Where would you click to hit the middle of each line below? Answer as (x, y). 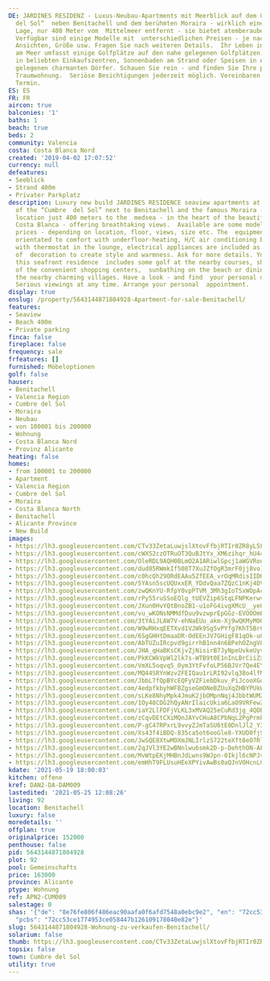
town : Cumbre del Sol (45, 957)
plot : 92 (23, 860)
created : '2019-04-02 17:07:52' (62, 157)
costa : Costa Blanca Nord (51, 150)
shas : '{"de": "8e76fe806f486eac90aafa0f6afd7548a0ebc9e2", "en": (122, 912)
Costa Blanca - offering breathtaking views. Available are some (129, 225)
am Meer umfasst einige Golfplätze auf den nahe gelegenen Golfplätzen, (140, 53)
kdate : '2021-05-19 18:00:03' (59, 770)
